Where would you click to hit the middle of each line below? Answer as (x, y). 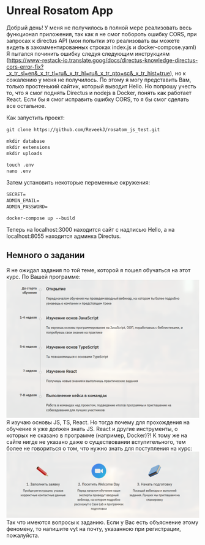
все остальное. (26, 105)
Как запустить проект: (36, 118)
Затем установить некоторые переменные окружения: (78, 182)
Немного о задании (46, 255)
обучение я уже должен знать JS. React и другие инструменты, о (92, 429)
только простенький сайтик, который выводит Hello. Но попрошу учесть (102, 86)
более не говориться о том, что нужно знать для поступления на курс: (99, 449)
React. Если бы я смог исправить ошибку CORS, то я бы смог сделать (98, 99)
